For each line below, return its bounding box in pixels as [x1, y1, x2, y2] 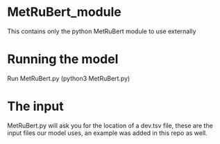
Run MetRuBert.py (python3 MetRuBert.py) [7, 74, 130, 82]
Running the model [7, 51, 119, 67]
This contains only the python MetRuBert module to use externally [7, 27, 196, 35]
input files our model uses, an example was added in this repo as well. [7, 129, 208, 137]
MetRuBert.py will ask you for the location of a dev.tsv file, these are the [7, 121, 213, 129]
